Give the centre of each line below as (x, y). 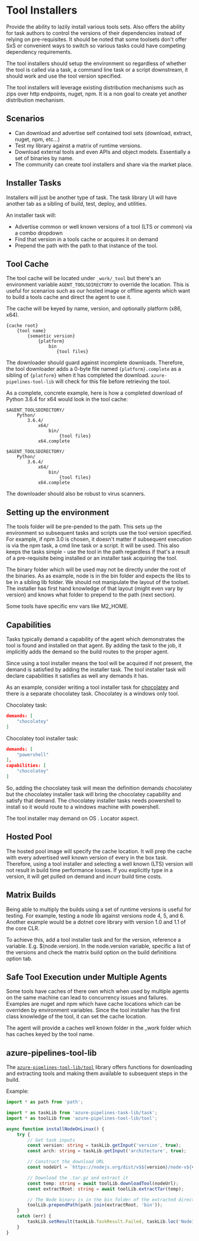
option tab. (19, 958)
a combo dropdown (39, 233)
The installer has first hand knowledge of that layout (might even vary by (95, 589)
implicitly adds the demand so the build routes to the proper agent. (87, 652)
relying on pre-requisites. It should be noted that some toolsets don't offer (97, 39)
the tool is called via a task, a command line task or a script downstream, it (97, 69)
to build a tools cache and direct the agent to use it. (69, 297)
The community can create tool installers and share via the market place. (104, 164)
